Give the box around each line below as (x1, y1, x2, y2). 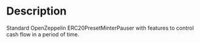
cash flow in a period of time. (6, 30, 80, 38)
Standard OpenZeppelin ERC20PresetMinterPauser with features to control (6, 24, 195, 31)
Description (6, 4, 67, 18)
